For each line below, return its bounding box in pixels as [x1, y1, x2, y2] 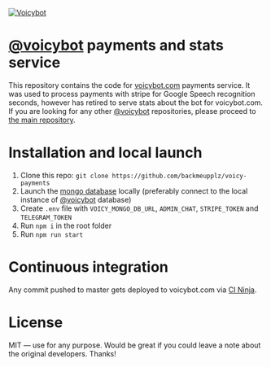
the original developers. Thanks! [8, 348, 116, 358]
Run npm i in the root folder [20, 221, 112, 230]
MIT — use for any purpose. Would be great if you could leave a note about [8, 340, 261, 350]
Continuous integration [8, 258, 169, 277]
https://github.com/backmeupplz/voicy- [111, 172, 247, 180]
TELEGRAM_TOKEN [20, 213, 72, 221]
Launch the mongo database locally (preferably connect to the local [20, 186, 248, 195]
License [8, 313, 63, 331]
